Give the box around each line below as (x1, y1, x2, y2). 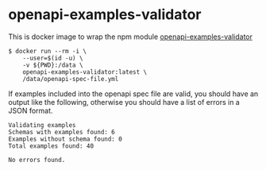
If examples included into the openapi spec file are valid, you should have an (8, 89, 259, 99)
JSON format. (8, 106, 53, 115)
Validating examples (8, 121, 77, 129)
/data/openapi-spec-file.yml (22, 75, 119, 83)
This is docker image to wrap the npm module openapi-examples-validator (8, 32, 253, 41)
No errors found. (8, 156, 66, 164)
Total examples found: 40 (8, 141, 94, 150)
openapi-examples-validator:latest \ (22, 68, 148, 76)
